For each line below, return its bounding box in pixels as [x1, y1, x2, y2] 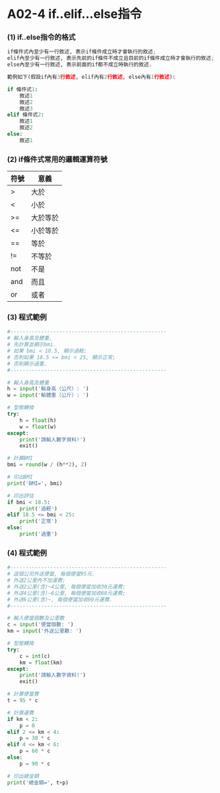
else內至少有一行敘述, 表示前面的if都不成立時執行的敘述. [7, 61, 152, 69]
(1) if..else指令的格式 [7, 32, 76, 42]
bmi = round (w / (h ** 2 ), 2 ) [7, 461, 88, 469]
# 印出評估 [7, 492, 34, 499]
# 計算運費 [7, 709, 34, 716]
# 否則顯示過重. [7, 360, 47, 367]
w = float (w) [19, 423, 57, 430]
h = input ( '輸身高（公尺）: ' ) [7, 386, 89, 392]
